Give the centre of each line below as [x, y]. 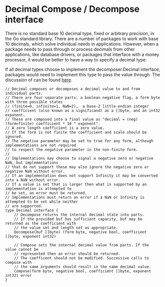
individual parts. [24, 93]
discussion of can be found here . [39, 80]
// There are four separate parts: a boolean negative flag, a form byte [83, 98]
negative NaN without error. [35, 171]
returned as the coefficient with [41, 223]
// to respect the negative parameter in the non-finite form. [72, 150]
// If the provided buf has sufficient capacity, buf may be [78, 219]
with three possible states [34, 102]
